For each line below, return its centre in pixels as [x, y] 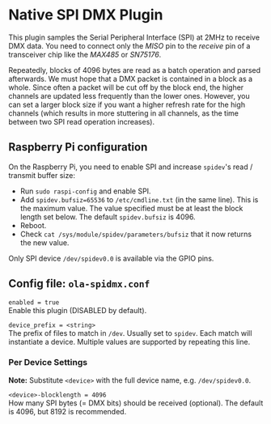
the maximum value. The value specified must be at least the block [131, 208]
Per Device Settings [48, 363]
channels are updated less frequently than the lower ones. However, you [129, 95]
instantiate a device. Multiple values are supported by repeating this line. [129, 341]
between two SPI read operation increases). [82, 121]
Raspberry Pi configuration [78, 147]
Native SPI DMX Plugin [86, 15]
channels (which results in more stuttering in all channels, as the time [123, 113]
